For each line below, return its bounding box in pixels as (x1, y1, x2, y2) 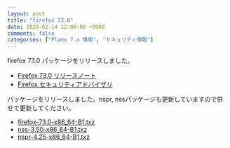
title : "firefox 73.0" (7, 17, 74, 24)
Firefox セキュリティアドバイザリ (17, 80, 114, 88)
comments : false (7, 29, 55, 37)
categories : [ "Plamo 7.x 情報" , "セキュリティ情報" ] (7, 36, 154, 43)
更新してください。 (19, 104, 75, 112)
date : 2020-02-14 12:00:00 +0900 (7, 23, 105, 30)
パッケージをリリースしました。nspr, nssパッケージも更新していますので (7, 95, 217, 104)
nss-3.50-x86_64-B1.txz (17, 126, 88, 134)
